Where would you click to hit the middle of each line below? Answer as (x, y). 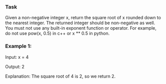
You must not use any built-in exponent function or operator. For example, (81, 28)
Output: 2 (15, 66)
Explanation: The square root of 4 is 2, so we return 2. (60, 76)
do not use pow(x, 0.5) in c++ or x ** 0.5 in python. (57, 34)
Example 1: (18, 46)
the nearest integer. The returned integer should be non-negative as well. (80, 23)
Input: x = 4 (17, 57)
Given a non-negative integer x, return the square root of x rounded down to (83, 18)
